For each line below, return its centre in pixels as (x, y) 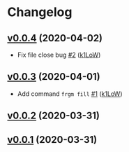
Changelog (40, 12)
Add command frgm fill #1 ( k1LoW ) (70, 94)
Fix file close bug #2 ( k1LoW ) (59, 55)
